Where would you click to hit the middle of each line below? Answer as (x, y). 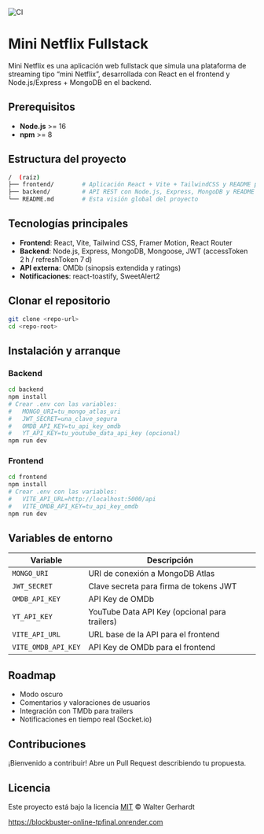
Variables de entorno (60, 539)
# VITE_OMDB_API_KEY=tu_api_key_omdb (73, 506)
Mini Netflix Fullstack (79, 44)
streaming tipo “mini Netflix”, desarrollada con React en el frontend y (119, 74)
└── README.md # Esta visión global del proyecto (103, 199)
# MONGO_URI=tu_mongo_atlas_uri (65, 411)
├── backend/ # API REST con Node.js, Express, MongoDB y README (132, 192)
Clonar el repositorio (59, 301)
